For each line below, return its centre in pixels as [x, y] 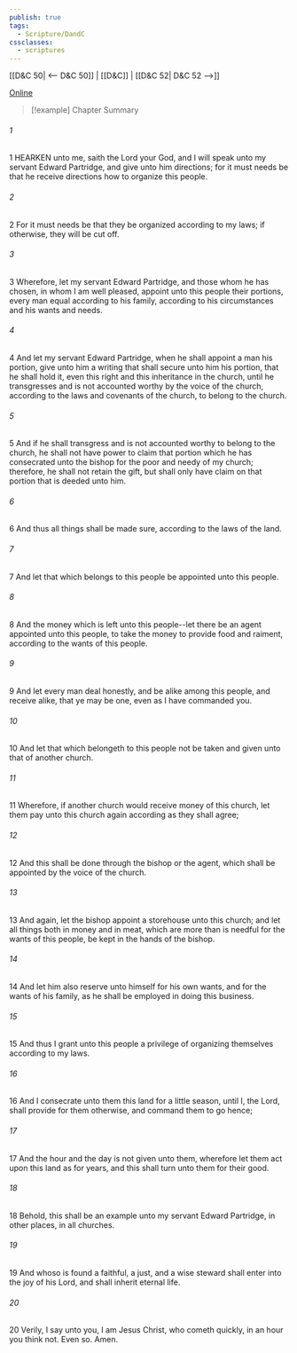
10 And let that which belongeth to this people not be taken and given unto [145, 748]
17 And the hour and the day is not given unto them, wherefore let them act [146, 1158]
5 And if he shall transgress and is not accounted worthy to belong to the [142, 444]
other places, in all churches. [62, 1224]
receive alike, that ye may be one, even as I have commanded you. [131, 700]
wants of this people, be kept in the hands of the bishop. [112, 939]
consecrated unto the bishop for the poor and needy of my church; [132, 462]
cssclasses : [31, 42]
